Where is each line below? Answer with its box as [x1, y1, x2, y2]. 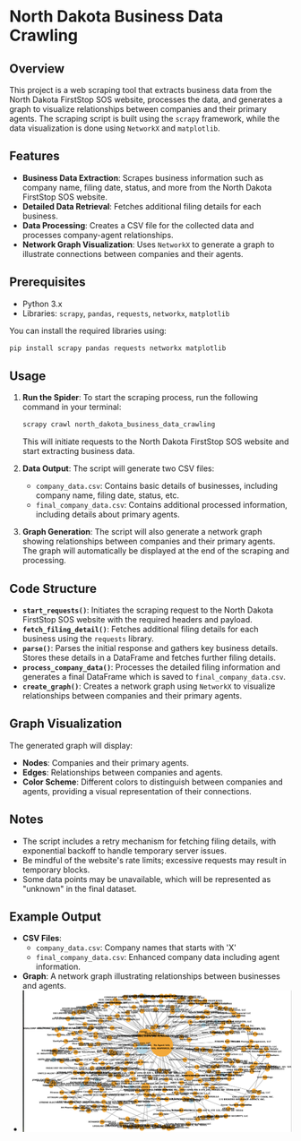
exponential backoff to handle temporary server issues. [21, 845, 227, 856]
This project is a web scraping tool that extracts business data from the [9, 85, 272, 95]
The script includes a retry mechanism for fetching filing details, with [21, 836, 277, 846]
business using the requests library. [21, 633, 154, 644]
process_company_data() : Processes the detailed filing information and [21, 662, 280, 673]
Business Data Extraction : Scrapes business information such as [21, 172, 264, 183]
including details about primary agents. [35, 509, 181, 520]
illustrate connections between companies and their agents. [21, 248, 244, 259]
